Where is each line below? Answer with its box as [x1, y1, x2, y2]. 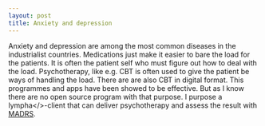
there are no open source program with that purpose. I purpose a [8, 92, 223, 101]
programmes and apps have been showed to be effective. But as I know [8, 83, 245, 93]
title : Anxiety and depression [8, 19, 113, 27]
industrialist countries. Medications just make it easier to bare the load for [8, 49, 250, 59]
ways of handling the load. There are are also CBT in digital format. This [8, 75, 244, 85]
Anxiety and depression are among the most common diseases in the [8, 41, 237, 50]
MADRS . [8, 108, 36, 118]
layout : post [8, 11, 52, 20]
